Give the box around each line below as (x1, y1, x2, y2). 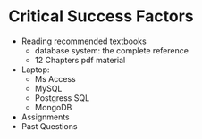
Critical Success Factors (8, 6, 194, 27)
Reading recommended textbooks (21, 36, 147, 46)
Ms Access (34, 73, 77, 84)
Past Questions (21, 120, 78, 131)
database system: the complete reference (34, 45, 189, 55)
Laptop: (21, 64, 50, 75)
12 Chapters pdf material (34, 54, 126, 65)
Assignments (21, 111, 71, 122)
